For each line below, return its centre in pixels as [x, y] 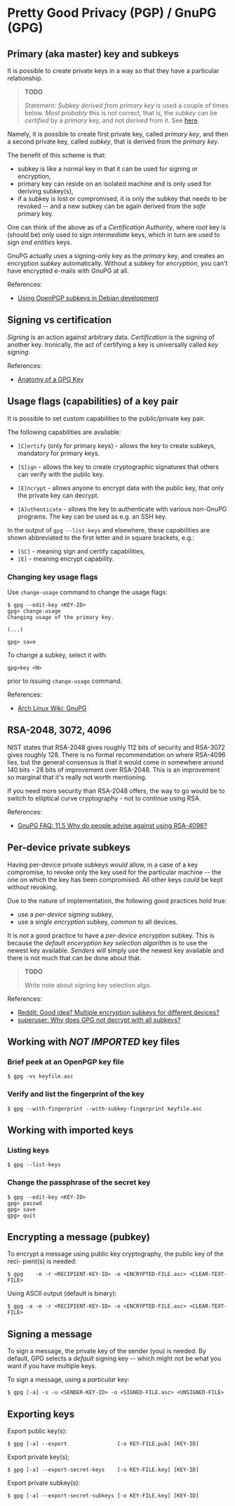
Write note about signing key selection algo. [88, 985]
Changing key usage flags [53, 577]
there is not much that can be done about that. [74, 957]
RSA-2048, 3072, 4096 [60, 730]
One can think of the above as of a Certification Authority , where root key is [117, 227]
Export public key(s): [37, 1431]
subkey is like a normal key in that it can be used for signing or [108, 169]
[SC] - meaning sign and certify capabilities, [81, 551]
